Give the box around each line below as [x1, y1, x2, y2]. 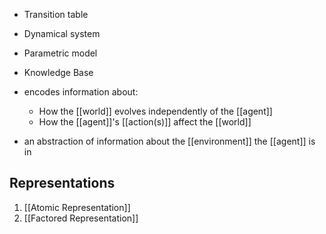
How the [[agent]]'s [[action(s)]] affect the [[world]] [38, 116, 252, 128]
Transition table [23, 9, 89, 20]
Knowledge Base [23, 67, 94, 78]
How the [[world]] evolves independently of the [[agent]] [38, 105, 273, 117]
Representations [9, 175, 116, 192]
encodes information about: [23, 86, 139, 98]
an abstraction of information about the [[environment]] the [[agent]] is [23, 135, 316, 147]
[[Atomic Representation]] [23, 201, 131, 213]
